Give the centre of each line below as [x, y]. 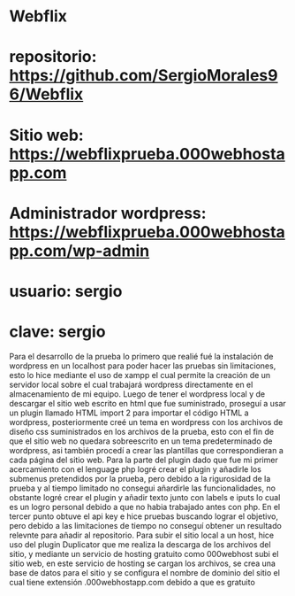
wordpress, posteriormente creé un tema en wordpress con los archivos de [146, 422]
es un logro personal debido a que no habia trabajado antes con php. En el [145, 507]
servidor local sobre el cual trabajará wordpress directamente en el [131, 384]
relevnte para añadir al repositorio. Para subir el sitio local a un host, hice [142, 535]
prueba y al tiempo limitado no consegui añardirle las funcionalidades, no [143, 488]
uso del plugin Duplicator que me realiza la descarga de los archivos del [140, 544]
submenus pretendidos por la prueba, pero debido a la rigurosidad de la [140, 478]
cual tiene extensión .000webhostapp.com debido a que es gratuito [132, 582]
